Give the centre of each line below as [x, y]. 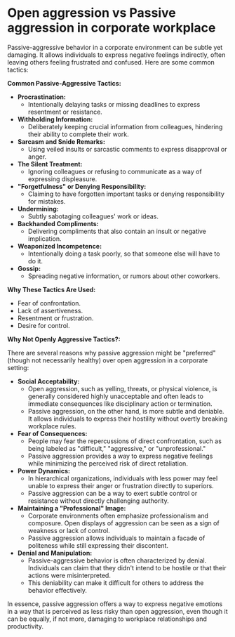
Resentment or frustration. [55, 318]
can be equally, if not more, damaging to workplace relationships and [107, 619]
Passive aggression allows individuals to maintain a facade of [116, 538]
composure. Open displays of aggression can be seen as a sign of [123, 523]
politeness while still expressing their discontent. [98, 545]
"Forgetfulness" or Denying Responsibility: [82, 186]
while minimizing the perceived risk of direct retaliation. [108, 463]
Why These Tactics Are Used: [52, 289]
